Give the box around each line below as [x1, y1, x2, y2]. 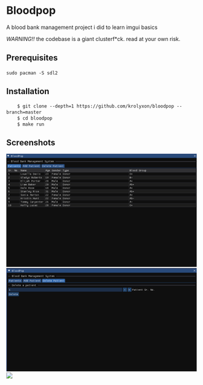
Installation [6, 86, 50, 97]
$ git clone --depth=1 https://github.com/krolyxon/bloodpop [17, 103, 174, 109]
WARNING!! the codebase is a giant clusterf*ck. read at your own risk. [6, 35, 181, 42]
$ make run [17, 121, 45, 127]
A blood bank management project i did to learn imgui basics [6, 24, 158, 31]
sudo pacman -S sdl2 [6, 70, 59, 76]
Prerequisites [6, 52, 58, 63]
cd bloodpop [22, 115, 53, 121]
